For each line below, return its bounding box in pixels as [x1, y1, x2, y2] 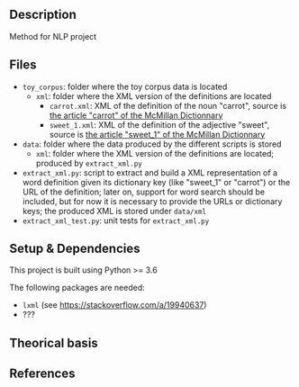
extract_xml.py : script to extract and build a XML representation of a [22, 166, 277, 178]
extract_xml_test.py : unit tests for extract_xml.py [22, 215, 210, 226]
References [9, 366, 76, 382]
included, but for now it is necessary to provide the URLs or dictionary [22, 195, 283, 206]
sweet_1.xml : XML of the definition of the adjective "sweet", [49, 119, 270, 130]
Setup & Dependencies [9, 241, 140, 256]
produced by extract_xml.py [35, 157, 142, 168]
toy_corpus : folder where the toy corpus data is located [22, 81, 228, 92]
